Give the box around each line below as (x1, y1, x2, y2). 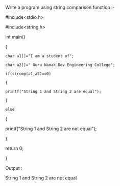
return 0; (5, 145, 24, 151)
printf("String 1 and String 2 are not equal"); (5, 126, 97, 132)
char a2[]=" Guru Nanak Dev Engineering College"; (5, 63, 115, 68)
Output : (5, 165, 22, 171)
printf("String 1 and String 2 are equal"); (5, 89, 102, 94)
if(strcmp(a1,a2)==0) (5, 71, 52, 76)
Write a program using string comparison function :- (5, 5, 115, 10)
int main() (5, 34, 26, 40)
